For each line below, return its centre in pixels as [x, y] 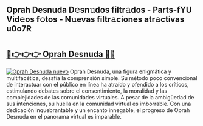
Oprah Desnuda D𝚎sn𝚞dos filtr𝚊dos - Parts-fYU [99, 10]
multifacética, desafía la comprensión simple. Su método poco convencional [102, 78]
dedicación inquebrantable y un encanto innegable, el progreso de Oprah [98, 110]
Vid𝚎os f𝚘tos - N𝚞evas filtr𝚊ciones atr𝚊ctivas [95, 20]
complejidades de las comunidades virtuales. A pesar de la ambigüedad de [100, 97]
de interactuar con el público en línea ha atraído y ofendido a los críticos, [98, 85]
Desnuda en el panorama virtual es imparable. [64, 117]
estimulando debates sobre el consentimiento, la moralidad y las [87, 91]
